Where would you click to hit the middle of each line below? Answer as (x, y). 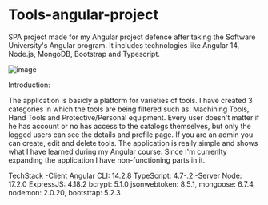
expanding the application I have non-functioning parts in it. (107, 160)
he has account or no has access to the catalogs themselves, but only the (130, 126)
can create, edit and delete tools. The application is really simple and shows (133, 143)
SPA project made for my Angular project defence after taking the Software (132, 37)
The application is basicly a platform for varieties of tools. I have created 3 (131, 100)
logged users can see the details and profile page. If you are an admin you (131, 135)
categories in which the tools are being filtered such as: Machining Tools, (129, 109)
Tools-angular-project (83, 15)
